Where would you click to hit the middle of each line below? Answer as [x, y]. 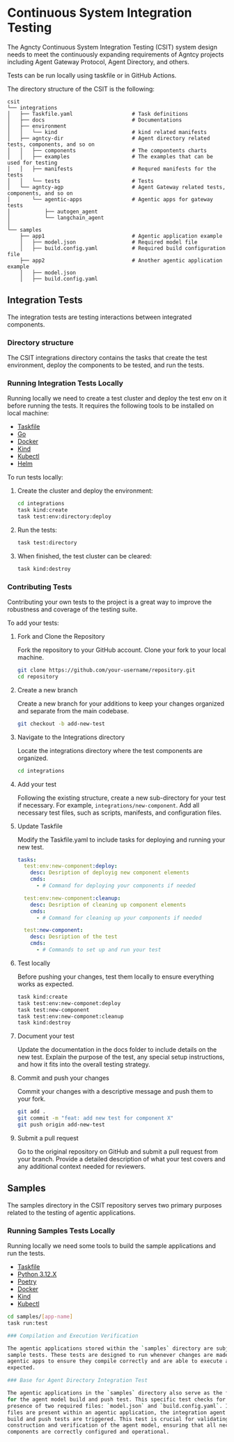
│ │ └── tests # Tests [81, 181]
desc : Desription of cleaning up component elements [108, 905]
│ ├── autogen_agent [53, 211]
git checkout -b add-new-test [61, 724]
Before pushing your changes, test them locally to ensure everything [116, 976]
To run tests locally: [36, 477]
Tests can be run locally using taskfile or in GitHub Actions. [92, 75]
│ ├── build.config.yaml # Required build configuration [123, 248]
